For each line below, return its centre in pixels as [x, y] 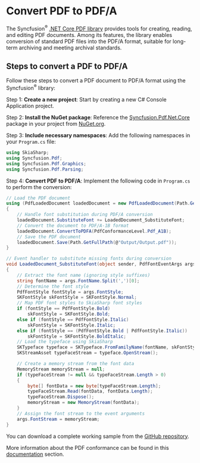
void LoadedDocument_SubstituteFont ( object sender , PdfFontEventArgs [94, 264]
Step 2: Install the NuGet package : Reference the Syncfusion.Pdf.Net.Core [98, 118]
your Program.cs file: [31, 142]
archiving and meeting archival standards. [70, 47]
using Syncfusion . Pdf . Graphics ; [46, 163]
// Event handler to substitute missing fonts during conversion [89, 259]
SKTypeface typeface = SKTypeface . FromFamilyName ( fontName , [93, 347]
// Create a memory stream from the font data [76, 364]
